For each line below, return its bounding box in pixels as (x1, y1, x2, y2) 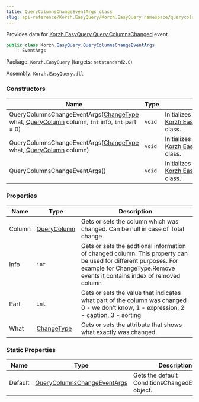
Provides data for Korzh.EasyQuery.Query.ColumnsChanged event (6, 30, 168, 37)
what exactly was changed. (81, 328, 157, 336)
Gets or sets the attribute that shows (81, 321, 182, 329)
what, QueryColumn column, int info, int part (9, 117, 137, 125)
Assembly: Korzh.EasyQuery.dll (6, 70, 84, 77)
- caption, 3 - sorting (81, 310, 141, 319)
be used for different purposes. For (81, 256, 179, 265)
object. (133, 386, 153, 394)
